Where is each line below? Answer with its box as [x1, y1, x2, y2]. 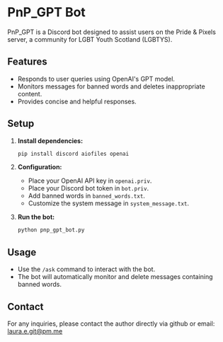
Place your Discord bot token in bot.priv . [28, 184, 149, 193]
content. [17, 89, 42, 98]
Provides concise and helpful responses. [17, 97, 137, 106]
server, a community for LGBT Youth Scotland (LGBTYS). [7, 35, 173, 43]
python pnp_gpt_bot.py [17, 227, 85, 234]
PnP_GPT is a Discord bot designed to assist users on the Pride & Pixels [7, 28, 216, 36]
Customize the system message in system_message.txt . [28, 199, 190, 207]
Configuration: [17, 163, 62, 171]
